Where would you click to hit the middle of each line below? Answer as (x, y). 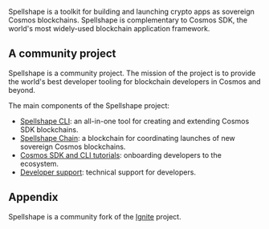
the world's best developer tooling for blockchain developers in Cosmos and (134, 81)
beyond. (22, 90)
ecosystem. (39, 163)
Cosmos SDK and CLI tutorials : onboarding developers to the (121, 155)
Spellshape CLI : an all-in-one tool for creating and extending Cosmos (134, 121)
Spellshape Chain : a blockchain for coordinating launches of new (127, 138)
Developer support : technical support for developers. (108, 172)
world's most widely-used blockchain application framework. (109, 28)
